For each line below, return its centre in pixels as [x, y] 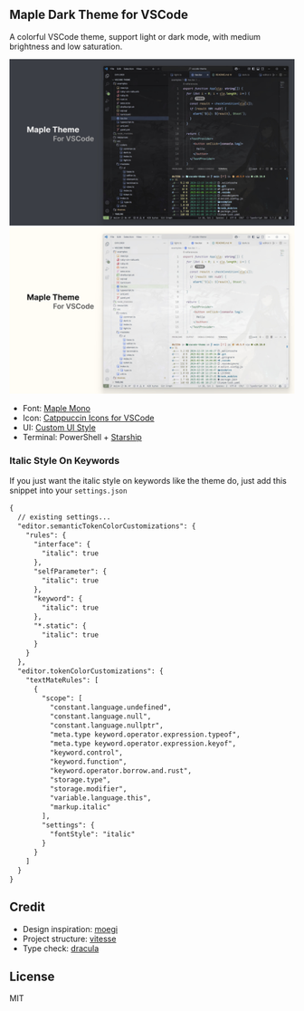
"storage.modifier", [88, 789]
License [32, 976]
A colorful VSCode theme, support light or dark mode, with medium [135, 36]
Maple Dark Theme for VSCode [99, 15]
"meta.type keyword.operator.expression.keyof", [143, 743]
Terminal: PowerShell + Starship [82, 438]
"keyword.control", [86, 752]
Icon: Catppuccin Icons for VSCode [89, 418]
